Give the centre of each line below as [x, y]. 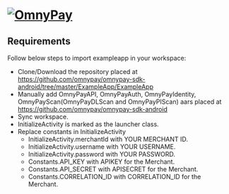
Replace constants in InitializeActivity [71, 132]
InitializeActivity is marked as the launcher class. [88, 124]
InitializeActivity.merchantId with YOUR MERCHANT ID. [108, 139]
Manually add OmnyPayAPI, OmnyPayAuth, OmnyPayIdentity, [107, 94]
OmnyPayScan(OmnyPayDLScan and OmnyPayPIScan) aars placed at [119, 102]
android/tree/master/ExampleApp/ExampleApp [86, 87]
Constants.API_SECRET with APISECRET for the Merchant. [113, 169]
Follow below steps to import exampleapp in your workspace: [97, 58]
